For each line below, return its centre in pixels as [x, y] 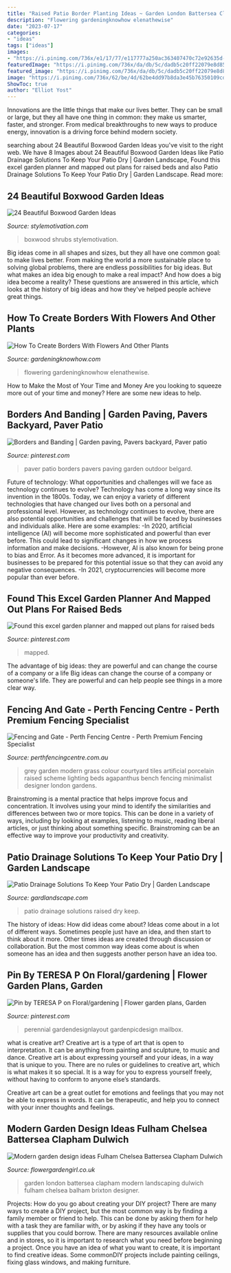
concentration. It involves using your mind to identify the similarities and [109, 806]
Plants [21, 329]
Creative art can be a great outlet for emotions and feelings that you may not [115, 1093]
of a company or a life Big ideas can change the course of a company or [109, 673]
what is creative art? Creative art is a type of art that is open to [96, 1042]
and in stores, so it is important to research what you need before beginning [114, 1240]
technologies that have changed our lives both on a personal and [99, 504]
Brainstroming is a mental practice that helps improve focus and [98, 799]
